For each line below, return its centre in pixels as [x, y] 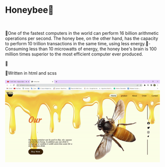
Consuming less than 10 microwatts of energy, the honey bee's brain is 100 [81, 49]
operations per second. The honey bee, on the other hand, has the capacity [82, 38]
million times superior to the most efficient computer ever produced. [74, 54]
